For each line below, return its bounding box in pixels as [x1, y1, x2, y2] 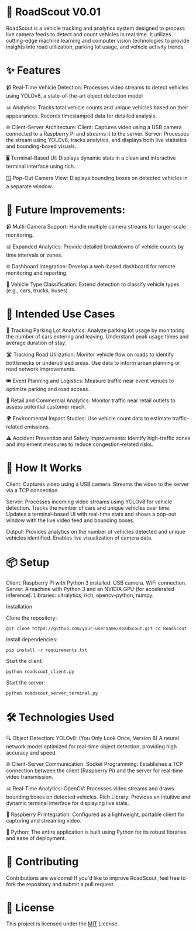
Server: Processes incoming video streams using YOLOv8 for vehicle [6, 498, 173, 505]
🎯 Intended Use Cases [6, 307, 115, 320]
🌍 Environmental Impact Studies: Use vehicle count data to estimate [6, 414, 171, 421]
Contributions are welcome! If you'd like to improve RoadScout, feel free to [6, 874, 186, 882]
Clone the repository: [6, 614, 57, 621]
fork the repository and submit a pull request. [6, 880, 115, 887]
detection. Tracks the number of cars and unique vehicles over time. [6, 504, 171, 511]
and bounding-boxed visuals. [6, 143, 77, 150]
